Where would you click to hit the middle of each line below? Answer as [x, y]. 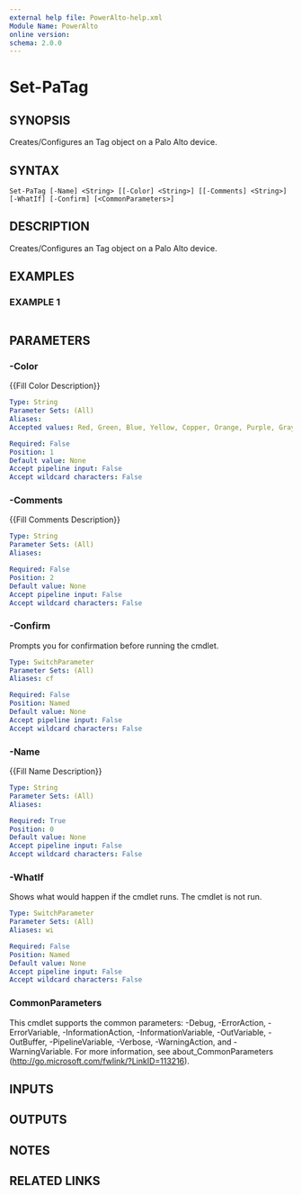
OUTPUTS [38, 1120]
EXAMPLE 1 [35, 303]
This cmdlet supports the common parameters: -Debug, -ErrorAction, [138, 1022]
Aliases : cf [31, 679]
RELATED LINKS [55, 1181]
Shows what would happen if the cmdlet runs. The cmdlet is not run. [136, 897]
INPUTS [31, 1089]
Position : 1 [31, 452]
